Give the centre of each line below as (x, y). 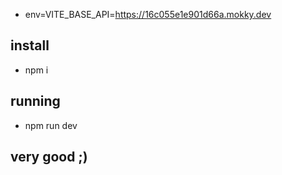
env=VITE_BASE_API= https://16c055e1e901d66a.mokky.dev (148, 14)
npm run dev (51, 125)
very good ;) (49, 157)
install (30, 45)
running (35, 101)
